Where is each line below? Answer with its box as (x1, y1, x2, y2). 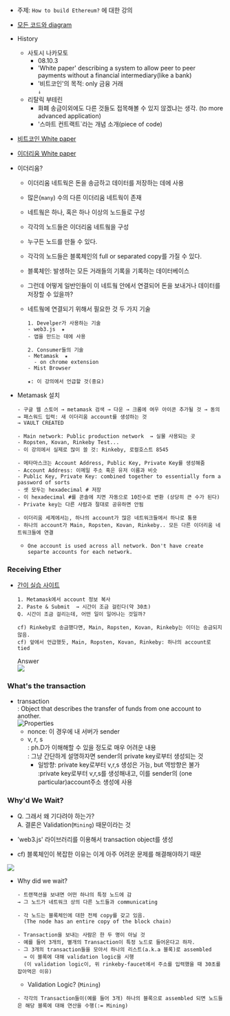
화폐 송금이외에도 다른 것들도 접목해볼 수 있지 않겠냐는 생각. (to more (37, 104, 224, 112)
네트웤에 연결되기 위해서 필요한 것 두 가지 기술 (27, 305, 151, 313)
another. (17, 711, 41, 720)
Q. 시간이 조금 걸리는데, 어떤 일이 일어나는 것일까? (17, 611, 146, 618)
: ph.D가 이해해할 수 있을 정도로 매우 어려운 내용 (27, 743, 156, 751)
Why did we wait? (17, 876, 67, 885)
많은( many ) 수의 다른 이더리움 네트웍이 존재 (27, 193, 143, 202)
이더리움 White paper (17, 149, 76, 157)
